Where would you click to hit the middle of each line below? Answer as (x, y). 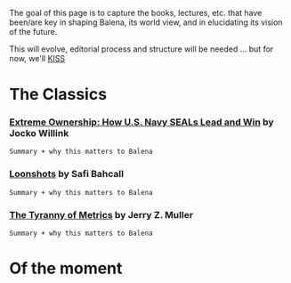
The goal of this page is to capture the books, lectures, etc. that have (136, 13)
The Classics (58, 95)
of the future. (33, 32)
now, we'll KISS (37, 58)
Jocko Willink (39, 133)
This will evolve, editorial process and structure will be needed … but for (141, 49)
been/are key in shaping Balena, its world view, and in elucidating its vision (146, 22)
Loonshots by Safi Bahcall (67, 174)
